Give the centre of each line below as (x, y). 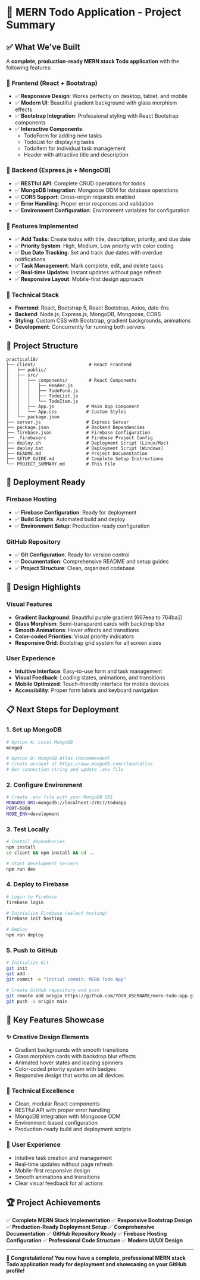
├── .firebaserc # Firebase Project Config (79, 438)
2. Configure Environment (44, 785)
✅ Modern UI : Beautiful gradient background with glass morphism (96, 103)
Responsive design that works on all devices (69, 1076)
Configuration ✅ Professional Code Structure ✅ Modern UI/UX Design (95, 1240)
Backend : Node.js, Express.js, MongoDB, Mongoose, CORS (88, 314)
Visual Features (29, 604)
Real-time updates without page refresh (64, 1164)
